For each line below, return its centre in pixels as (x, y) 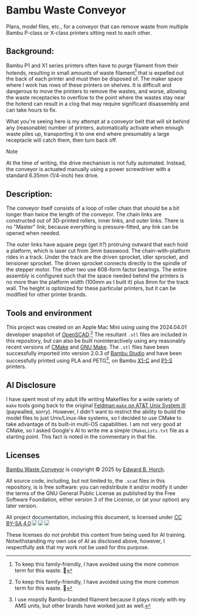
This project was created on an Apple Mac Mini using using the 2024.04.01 (96, 327)
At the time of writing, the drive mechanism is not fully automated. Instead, (96, 163)
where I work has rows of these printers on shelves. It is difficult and (89, 85)
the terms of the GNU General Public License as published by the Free (91, 493)
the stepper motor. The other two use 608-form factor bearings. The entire (96, 270)
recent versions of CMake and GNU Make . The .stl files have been (87, 347)
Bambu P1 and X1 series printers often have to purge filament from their (92, 65)
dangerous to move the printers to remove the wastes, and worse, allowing (96, 91)
